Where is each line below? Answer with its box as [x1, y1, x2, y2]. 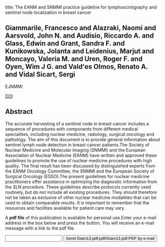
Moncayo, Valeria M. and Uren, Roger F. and [5, 55, 143, 63]
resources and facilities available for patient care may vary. [5, 205, 125, 211]
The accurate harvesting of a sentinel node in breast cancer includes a [5, 121, 149, 126]
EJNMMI [5, 83, 23, 89]
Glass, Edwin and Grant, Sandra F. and [5, 39, 125, 48]
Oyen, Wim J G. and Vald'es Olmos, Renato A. [5, 62, 148, 71]
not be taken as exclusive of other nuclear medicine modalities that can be [5, 194, 157, 200]
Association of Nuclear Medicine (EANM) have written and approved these [5, 152, 157, 158]
